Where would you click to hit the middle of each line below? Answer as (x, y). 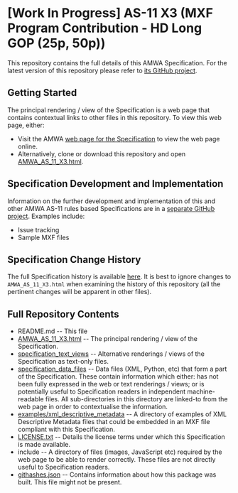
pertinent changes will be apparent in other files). (80, 292)
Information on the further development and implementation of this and (111, 201)
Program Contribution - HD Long (105, 28)
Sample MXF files (43, 237)
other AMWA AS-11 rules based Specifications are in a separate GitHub (111, 208)
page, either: (26, 125)
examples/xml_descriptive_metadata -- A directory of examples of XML (122, 414)
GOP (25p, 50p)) (56, 43)
